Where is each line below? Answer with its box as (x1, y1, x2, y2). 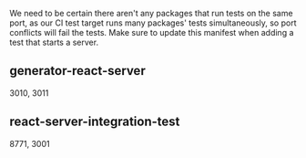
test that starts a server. (9, 37, 98, 47)
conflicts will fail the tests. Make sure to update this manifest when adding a (9, 27, 294, 37)
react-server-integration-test (9, 114, 180, 130)
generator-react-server (9, 63, 146, 79)
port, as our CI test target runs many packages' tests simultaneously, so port (9, 17, 297, 28)
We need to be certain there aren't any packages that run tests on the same (9, 8, 293, 18)
